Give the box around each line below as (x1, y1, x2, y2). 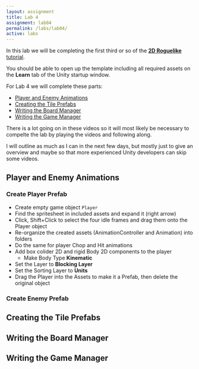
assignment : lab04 (6, 20, 52, 26)
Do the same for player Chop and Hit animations (14, 241, 132, 248)
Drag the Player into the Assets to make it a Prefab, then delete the (14, 273, 178, 280)
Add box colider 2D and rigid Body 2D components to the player (14, 248, 172, 255)
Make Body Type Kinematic (23, 254, 93, 261)
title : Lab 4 (6, 14, 39, 20)
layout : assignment (6, 8, 55, 15)
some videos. (6, 155, 39, 162)
